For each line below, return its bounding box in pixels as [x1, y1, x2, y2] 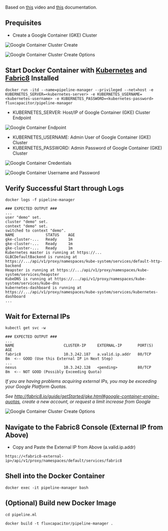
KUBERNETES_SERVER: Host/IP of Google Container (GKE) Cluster [12, 109, 150, 115]
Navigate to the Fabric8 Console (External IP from [5, 423, 163, 432]
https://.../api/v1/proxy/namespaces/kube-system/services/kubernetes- [5, 290, 158, 295]
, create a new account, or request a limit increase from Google [19, 399, 151, 405]
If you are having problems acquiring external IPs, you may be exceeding [5, 378, 157, 384]
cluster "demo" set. [5, 220, 49, 225]
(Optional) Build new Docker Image [5, 499, 116, 507]
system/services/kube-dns [5, 281, 59, 286]
